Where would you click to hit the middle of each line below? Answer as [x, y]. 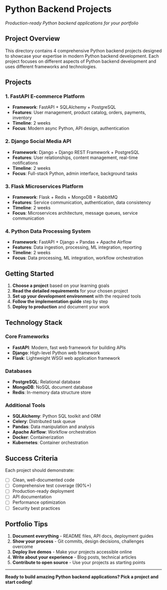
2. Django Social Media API [38, 142]
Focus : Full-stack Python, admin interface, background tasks [75, 173]
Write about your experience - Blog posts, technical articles [74, 557]
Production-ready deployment [43, 491]
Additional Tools [25, 406]
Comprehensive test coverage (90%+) [52, 486]
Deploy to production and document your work [61, 307]
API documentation [32, 497]
